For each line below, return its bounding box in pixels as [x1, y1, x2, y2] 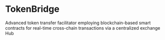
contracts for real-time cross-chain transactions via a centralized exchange [5, 25, 160, 31]
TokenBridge [5, 3, 60, 15]
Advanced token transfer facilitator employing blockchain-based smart [5, 20, 151, 26]
